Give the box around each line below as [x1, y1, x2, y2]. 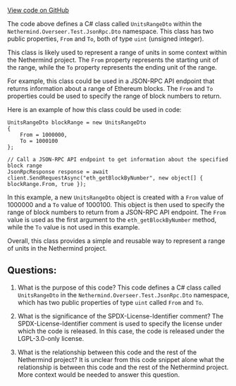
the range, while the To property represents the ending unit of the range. [7, 63, 217, 71]
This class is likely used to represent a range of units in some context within [7, 49, 228, 56]
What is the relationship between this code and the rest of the [17, 348, 197, 356]
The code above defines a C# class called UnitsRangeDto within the [7, 20, 202, 27]
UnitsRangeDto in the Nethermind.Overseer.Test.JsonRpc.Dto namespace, [17, 290, 230, 299]
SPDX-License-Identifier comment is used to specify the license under [17, 319, 223, 328]
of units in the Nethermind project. [7, 244, 107, 252]
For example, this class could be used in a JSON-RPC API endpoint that [7, 77, 215, 85]
